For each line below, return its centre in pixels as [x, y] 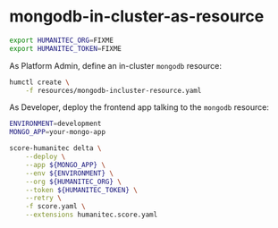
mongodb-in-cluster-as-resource [137, 17]
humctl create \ [39, 82]
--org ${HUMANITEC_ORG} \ [74, 182]
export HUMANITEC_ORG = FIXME [62, 40]
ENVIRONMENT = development [55, 124]
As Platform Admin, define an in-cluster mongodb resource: [115, 65]
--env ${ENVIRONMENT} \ [70, 173]
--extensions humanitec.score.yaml [92, 215]
